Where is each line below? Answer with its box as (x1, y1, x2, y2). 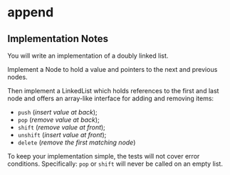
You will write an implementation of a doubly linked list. (7, 51, 169, 60)
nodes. (7, 73, 28, 81)
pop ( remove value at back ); (17, 115, 100, 124)
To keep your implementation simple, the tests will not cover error (7, 152, 200, 160)
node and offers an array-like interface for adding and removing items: (7, 94, 214, 102)
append (7, 4, 54, 21)
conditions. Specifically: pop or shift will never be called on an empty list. (7, 159, 223, 168)
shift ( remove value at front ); (17, 123, 105, 132)
